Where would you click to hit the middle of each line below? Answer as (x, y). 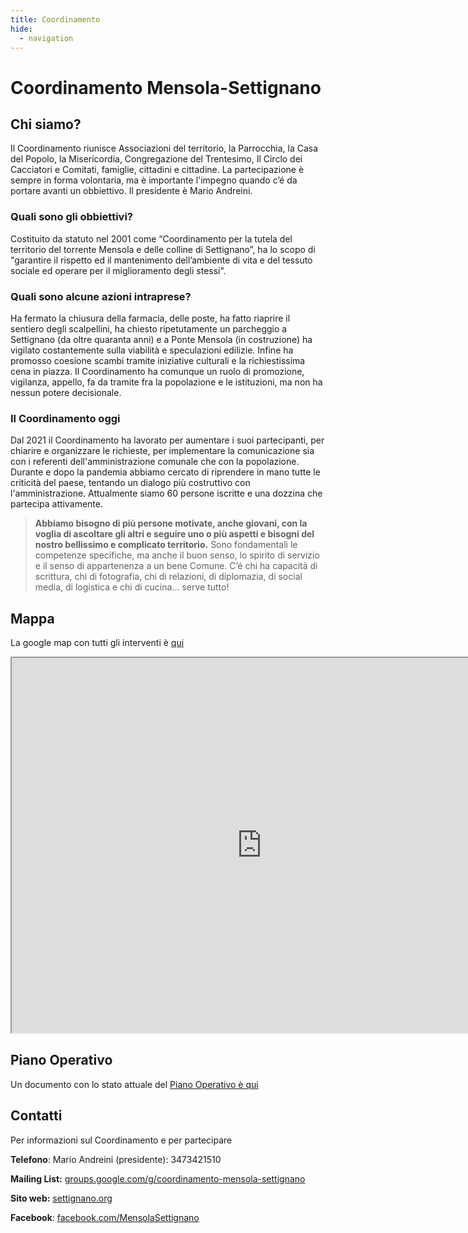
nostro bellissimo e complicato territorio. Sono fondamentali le (166, 545)
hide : (21, 29)
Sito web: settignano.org (61, 1198)
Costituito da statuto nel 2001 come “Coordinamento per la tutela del (151, 238)
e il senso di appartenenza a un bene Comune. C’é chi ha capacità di (176, 566)
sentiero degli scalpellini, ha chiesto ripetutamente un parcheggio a (149, 328)
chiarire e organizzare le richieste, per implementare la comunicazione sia (162, 451)
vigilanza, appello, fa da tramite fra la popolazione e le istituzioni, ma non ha (166, 382)
